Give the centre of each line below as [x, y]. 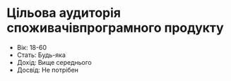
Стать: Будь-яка [41, 55]
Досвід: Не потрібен [48, 70]
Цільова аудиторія [64, 13]
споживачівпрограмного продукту [115, 28]
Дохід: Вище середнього [54, 62]
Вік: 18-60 [32, 47]
